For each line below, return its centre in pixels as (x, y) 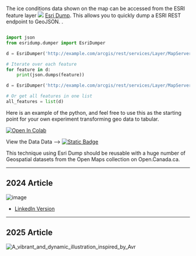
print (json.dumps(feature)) (50, 75)
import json (20, 37)
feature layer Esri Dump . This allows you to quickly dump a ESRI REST (94, 15)
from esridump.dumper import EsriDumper (56, 43)
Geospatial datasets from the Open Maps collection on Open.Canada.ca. (93, 159)
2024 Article (30, 183)
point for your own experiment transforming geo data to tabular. (83, 119)
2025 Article (29, 233)
